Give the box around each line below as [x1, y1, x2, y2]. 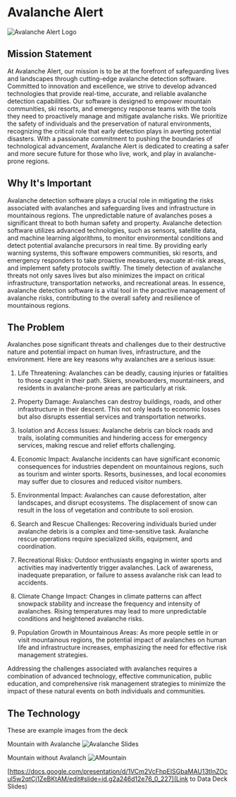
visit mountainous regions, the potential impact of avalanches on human [17, 636, 227, 645]
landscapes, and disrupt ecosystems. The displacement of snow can [17, 498, 218, 507]
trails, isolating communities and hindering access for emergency [17, 433, 208, 442]
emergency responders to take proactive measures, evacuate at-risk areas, [7, 256, 226, 265]
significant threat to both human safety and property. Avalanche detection [7, 218, 222, 227]
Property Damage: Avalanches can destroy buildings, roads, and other [17, 397, 222, 406]
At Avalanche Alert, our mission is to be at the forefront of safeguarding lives [7, 66, 230, 75]
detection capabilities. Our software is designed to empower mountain [7, 97, 211, 105]
